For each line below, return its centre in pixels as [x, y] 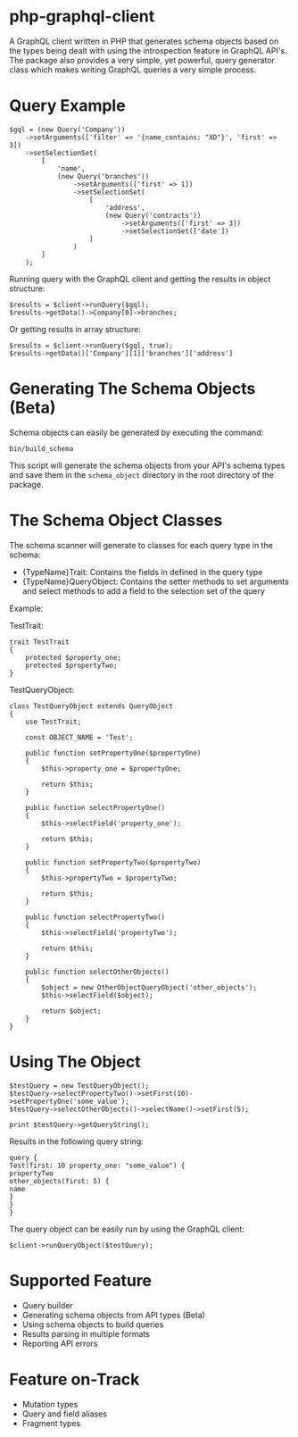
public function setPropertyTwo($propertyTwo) [113, 862]
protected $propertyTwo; [71, 665]
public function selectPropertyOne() [95, 807]
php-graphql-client [82, 17]
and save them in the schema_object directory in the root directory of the [142, 474]
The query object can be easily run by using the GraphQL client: [127, 1229]
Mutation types [50, 1404]
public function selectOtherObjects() [97, 972]
